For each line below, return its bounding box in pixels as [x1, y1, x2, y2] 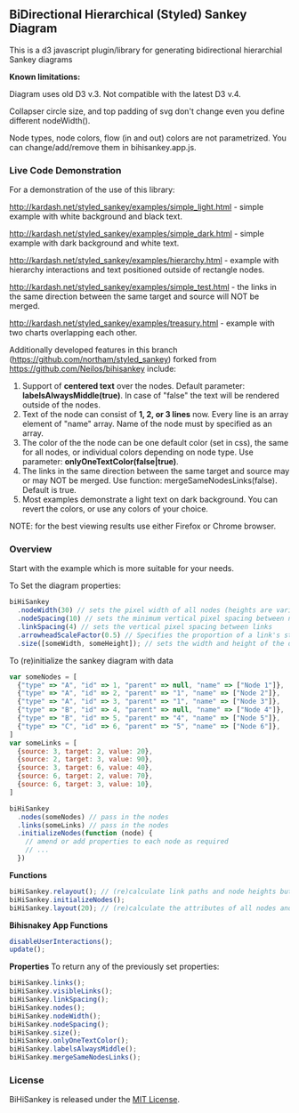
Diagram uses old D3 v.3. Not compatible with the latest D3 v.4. [9, 88, 242, 99]
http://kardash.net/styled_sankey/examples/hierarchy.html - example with [9, 255, 279, 266]
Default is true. [21, 485, 77, 496]
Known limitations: [9, 71, 81, 82]
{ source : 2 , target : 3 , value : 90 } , [17, 755, 153, 764]
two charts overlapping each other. [9, 327, 138, 338]
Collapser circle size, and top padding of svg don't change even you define [9, 106, 285, 117]
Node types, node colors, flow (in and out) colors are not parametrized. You [9, 133, 287, 143]
